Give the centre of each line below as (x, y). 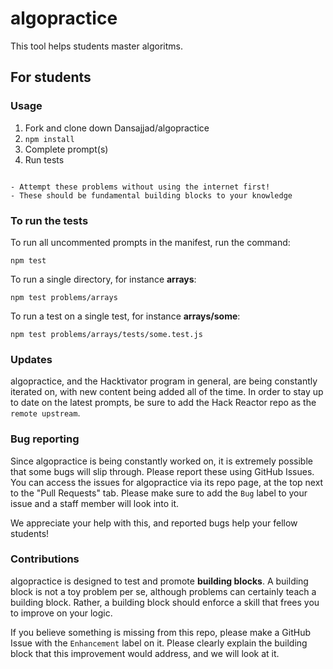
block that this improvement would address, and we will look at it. (145, 653)
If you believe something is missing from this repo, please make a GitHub (160, 632)
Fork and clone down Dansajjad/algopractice (117, 128)
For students (51, 77)
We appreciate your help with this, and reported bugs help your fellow (154, 523)
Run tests (44, 159)
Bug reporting (45, 439)
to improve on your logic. (61, 613)
